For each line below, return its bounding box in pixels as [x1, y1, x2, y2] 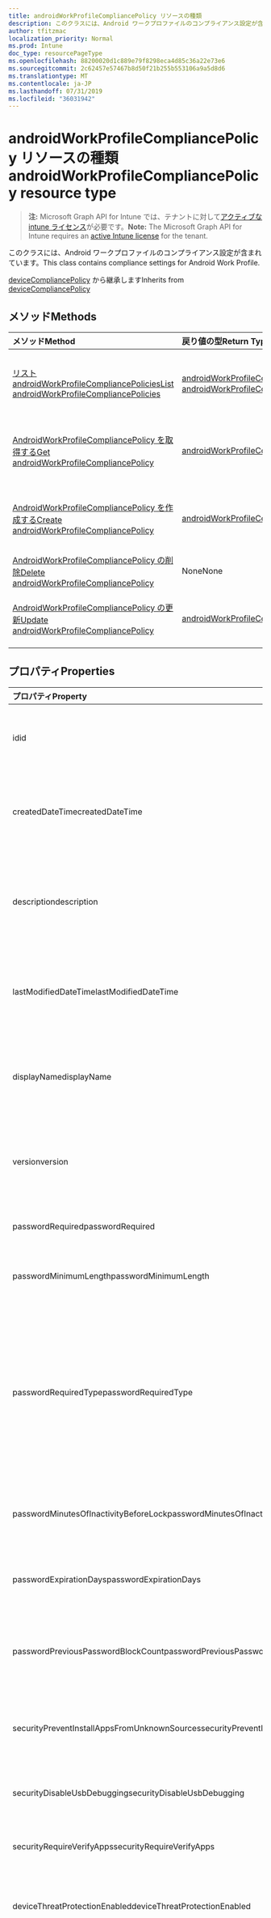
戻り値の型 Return [181, 336, 249, 346]
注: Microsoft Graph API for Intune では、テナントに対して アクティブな [27, 212, 263, 222]
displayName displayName [12, 1071, 111, 1082]
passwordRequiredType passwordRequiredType [12, 1386, 194, 1398]
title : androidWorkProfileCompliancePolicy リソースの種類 [8, 11, 202, 20]
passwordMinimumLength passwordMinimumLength [12, 1270, 210, 1281]
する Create [20, 515, 63, 525]
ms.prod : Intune [8, 42, 63, 50]
